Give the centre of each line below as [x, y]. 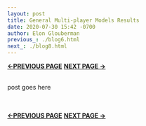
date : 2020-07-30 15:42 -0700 [52, 27]
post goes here [29, 87]
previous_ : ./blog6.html [44, 40]
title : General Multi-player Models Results [73, 20]
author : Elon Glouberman [44, 33]
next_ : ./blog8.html [38, 46]
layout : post [26, 14]
